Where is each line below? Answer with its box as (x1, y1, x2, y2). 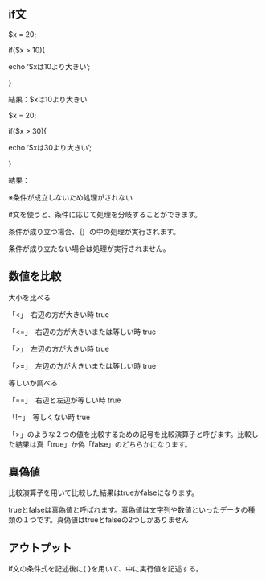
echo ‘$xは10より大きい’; (8, 61, 91, 71)
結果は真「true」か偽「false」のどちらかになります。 (14, 439, 192, 449)
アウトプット (8, 541, 72, 554)
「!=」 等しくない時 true (8, 412, 91, 422)
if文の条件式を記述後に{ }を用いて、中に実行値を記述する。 (8, 564, 203, 574)
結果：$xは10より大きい (8, 94, 88, 104)
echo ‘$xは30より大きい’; (8, 142, 92, 152)
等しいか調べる (8, 377, 58, 388)
